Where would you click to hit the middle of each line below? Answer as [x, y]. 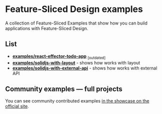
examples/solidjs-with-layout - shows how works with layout [76, 62]
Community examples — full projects [64, 89]
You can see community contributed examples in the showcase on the [77, 101]
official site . [17, 106]
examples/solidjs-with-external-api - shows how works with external [85, 68]
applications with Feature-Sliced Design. [47, 28]
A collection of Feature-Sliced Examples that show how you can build [77, 23]
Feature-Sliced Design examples [74, 9]
